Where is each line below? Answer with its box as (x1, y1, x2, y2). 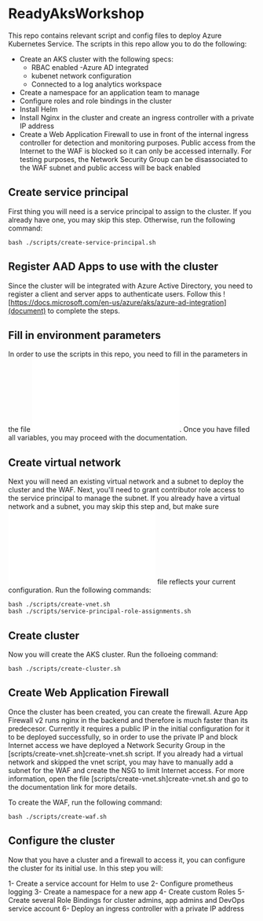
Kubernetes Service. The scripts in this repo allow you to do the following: (8, 39, 247, 48)
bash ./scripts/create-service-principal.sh (8, 238, 156, 246)
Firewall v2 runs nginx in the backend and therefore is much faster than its (8, 715, 249, 724)
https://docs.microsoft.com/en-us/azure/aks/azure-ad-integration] (10, 297, 227, 307)
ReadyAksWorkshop (8, 5, 144, 23)
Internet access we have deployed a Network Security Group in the (8, 740, 225, 750)
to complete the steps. (47, 306, 120, 315)
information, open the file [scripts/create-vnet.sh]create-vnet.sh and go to (8, 774, 249, 783)
